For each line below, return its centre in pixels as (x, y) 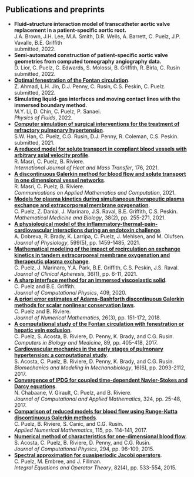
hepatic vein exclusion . (43, 330)
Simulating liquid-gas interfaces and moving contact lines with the (97, 99)
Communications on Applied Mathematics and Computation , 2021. (95, 192)
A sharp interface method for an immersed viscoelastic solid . (90, 280)
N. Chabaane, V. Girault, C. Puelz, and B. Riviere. (73, 392)
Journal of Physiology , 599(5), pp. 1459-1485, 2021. (77, 242)
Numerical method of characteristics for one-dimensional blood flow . (101, 436)
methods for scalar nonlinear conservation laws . (75, 305)
